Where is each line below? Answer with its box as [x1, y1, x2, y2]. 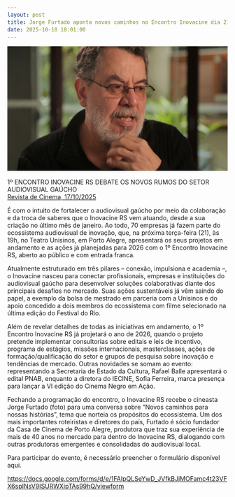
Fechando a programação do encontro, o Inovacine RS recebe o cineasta [7, 396, 218, 404]
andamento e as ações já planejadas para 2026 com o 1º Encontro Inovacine [7, 243, 228, 252]
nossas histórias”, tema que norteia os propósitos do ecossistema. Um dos [7, 410, 222, 419]
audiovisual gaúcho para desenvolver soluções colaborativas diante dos [7, 280, 215, 288]
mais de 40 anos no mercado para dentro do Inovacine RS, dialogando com [7, 433, 225, 441]
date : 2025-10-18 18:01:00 [7, 26, 86, 33]
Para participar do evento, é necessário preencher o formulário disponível [7, 454, 220, 462]
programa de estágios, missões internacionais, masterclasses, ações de [7, 345, 215, 353]
